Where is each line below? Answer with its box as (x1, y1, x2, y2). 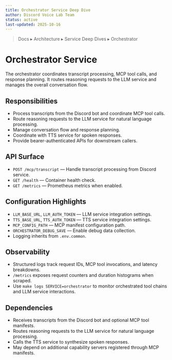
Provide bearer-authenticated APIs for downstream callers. (12, 138, 138, 144)
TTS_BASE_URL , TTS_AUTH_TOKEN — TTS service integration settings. (12, 216, 151, 222)
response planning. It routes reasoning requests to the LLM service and (5, 77, 157, 83)
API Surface (5, 153, 45, 161)
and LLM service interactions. (12, 289, 76, 295)
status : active (5, 17, 38, 22)
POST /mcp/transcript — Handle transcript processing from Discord (12, 166, 157, 172)
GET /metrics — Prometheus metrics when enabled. (12, 182, 123, 188)
